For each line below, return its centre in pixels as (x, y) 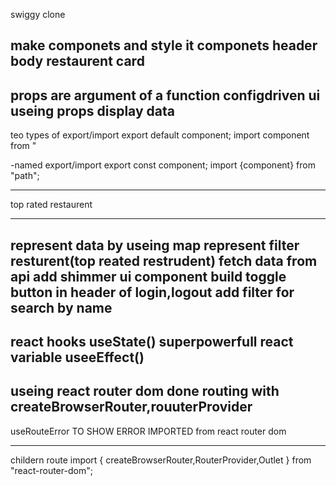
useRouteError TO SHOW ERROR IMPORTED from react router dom (148, 431)
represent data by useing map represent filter (155, 245)
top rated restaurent (51, 205)
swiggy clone (38, 14)
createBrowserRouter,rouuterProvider (131, 407)
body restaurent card (77, 61)
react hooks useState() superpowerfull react (152, 341)
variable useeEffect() (77, 357)
